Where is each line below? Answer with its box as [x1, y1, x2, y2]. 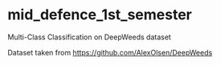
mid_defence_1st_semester [7, 6, 192, 24]
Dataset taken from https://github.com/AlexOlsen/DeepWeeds [7, 47, 213, 57]
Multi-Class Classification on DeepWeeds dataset [7, 32, 172, 42]
